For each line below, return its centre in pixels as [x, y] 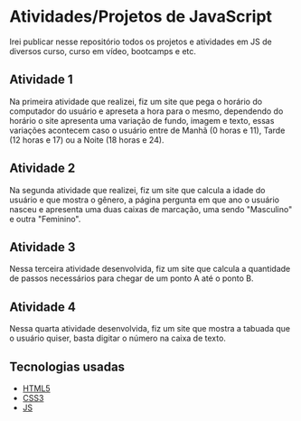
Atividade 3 [42, 247]
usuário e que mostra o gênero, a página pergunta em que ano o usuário [145, 200]
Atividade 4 [43, 307]
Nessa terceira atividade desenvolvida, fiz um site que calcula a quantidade [150, 269]
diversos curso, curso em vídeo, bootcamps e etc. [103, 51]
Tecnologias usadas [67, 366]
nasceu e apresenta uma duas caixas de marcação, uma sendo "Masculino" [151, 209]
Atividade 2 [42, 168]
